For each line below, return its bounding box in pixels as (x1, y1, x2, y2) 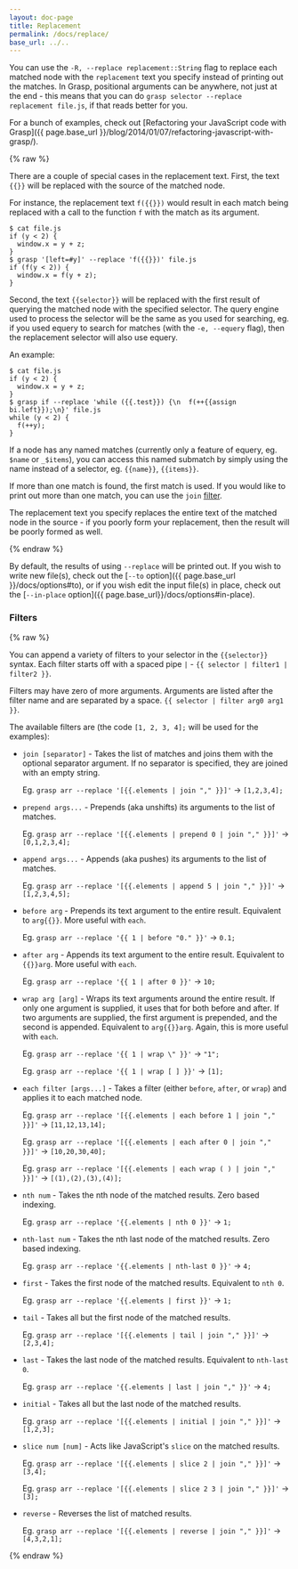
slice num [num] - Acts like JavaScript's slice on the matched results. (21, 1440, 280, 1451)
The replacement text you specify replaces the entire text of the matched (9, 508, 278, 518)
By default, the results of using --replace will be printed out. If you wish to (9, 561, 282, 572)
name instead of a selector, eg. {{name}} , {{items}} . (9, 464, 199, 475)
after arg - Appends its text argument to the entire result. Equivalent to (21, 949, 285, 960)
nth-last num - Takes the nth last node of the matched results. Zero (21, 1233, 270, 1244)
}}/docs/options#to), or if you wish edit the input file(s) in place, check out (9, 580, 281, 590)
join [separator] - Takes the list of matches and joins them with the (21, 748, 274, 759)
